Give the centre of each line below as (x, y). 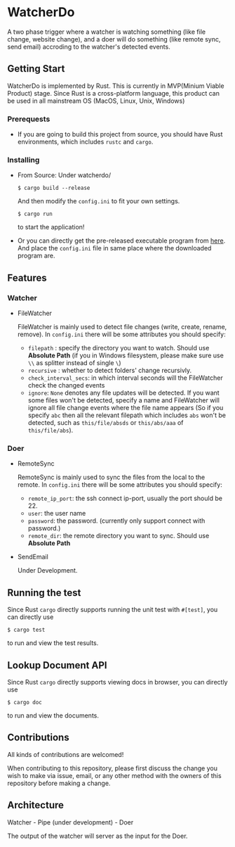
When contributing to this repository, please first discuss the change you (112, 768)
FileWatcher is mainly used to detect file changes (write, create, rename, (122, 327)
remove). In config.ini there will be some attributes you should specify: (121, 334)
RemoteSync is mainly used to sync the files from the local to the (111, 477)
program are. (36, 256)
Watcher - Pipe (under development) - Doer (70, 822)
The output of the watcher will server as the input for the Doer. (98, 836)
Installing (23, 160)
